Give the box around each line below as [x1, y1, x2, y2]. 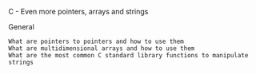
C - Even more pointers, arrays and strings [8, 7, 149, 16]
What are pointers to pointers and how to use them [8, 37, 184, 45]
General [8, 22, 34, 31]
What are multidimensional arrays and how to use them [8, 45, 195, 53]
